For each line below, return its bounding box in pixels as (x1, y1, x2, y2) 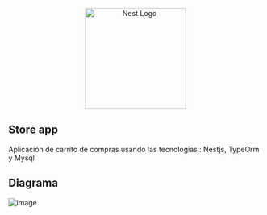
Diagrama (8, 176, 59, 190)
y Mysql (8, 153, 35, 163)
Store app (8, 123, 59, 137)
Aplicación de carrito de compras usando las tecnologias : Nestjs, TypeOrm (8, 144, 260, 154)
